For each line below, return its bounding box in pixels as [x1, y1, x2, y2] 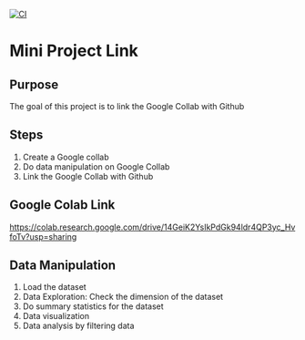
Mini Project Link [9, 41, 139, 61]
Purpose [9, 77, 59, 92]
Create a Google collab [22, 151, 109, 162]
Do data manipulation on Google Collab [22, 160, 170, 172]
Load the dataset [22, 282, 86, 293]
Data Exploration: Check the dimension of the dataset [22, 292, 224, 303]
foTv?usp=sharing [9, 231, 77, 242]
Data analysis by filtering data [22, 320, 135, 332]
